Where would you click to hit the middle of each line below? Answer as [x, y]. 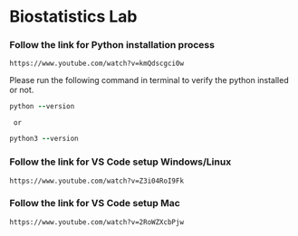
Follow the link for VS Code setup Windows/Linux [120, 162]
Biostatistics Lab [73, 17]
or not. [22, 90]
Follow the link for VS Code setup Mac [95, 203]
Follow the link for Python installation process [112, 45]
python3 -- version [44, 139]
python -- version [42, 107]
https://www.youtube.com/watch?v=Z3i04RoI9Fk [96, 181]
